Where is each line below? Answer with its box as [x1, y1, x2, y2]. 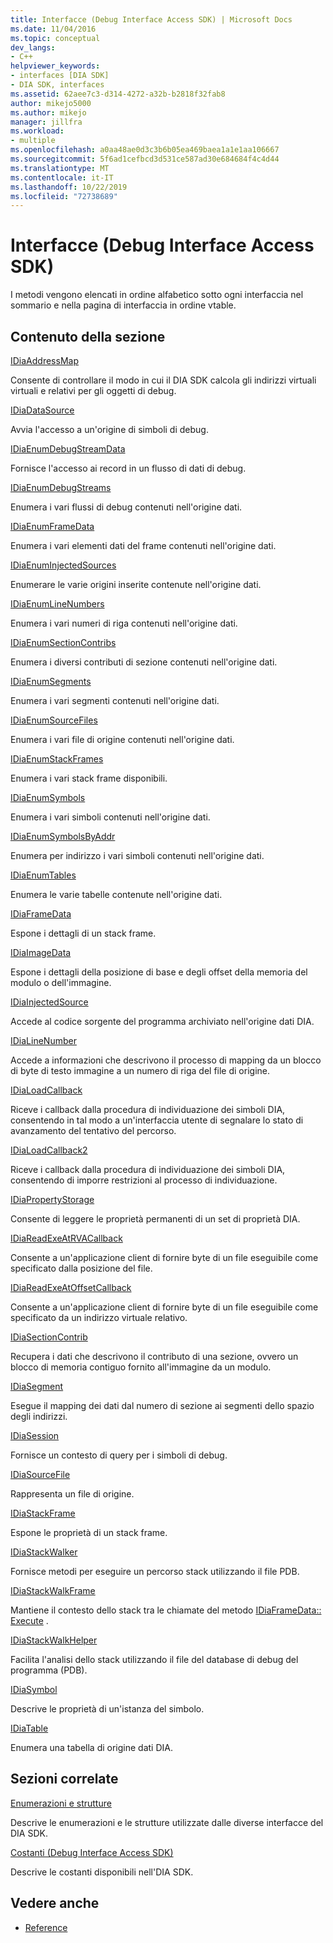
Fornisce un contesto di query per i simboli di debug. [10, 1449, 228, 1461]
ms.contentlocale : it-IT [10, 172, 114, 183]
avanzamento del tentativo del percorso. [10, 1125, 177, 1136]
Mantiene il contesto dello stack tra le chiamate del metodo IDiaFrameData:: [10, 1604, 322, 1616]
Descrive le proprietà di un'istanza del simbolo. [10, 1703, 205, 1715]
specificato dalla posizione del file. [10, 1262, 153, 1274]
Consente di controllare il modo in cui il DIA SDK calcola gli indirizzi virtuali [10, 374, 317, 386]
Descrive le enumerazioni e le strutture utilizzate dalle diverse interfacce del [10, 1816, 324, 1828]
